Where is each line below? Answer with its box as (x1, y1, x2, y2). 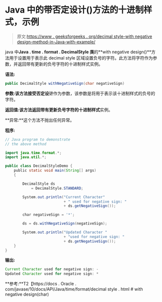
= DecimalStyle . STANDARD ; (31, 186, 83, 191)
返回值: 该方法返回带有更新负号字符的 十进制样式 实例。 (5, 107, 113, 112)
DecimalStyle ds (22, 181, 55, 186)
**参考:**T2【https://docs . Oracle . (5, 281, 77, 286)
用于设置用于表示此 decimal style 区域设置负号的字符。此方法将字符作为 (9, 55, 153, 61)
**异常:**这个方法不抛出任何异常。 (5, 117, 75, 123)
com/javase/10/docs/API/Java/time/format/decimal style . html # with (5, 286, 143, 292)
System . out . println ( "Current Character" (22, 194, 105, 199)
